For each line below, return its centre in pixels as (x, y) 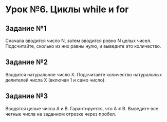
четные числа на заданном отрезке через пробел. (61, 114)
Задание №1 (26, 28)
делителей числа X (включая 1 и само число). (56, 80)
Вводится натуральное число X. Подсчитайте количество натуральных (84, 74)
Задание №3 (27, 96)
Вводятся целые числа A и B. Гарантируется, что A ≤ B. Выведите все (82, 108)
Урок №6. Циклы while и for (67, 9)
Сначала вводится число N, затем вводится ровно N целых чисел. (78, 40)
